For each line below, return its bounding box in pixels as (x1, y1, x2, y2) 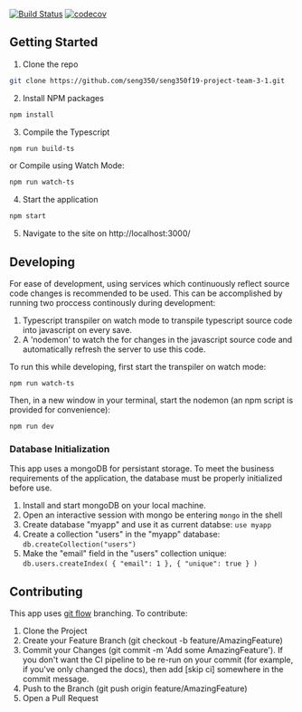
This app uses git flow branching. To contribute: (9, 608, 188, 619)
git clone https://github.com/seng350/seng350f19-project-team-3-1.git (9, 76, 285, 85)
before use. (9, 482, 52, 493)
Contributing (9, 584, 83, 599)
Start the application (22, 195, 99, 205)
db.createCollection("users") (22, 540, 137, 549)
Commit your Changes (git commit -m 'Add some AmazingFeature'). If (22, 645, 283, 656)
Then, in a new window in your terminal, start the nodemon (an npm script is (9, 394, 294, 405)
